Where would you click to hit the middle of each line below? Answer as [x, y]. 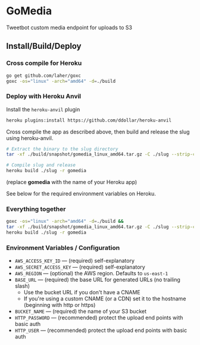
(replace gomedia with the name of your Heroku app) [72, 182]
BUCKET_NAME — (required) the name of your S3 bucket [81, 312]
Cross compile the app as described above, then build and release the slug [98, 132]
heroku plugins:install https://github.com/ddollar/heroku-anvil [89, 120]
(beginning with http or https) [60, 305]
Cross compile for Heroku [44, 63]
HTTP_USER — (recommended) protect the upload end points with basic [101, 330]
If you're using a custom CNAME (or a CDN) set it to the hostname [105, 299]
